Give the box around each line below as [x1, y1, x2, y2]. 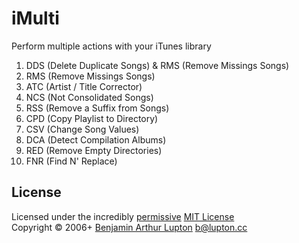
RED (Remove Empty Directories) [25, 144, 163, 156]
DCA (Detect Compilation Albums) [25, 133, 167, 146]
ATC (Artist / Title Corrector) [25, 80, 143, 92]
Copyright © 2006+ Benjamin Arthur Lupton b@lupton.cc [11, 221, 248, 233]
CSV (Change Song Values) [25, 123, 140, 135]
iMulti [11, 7, 60, 30]
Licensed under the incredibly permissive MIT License [11, 210, 235, 222]
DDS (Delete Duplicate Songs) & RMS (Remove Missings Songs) [25, 59, 290, 71]
